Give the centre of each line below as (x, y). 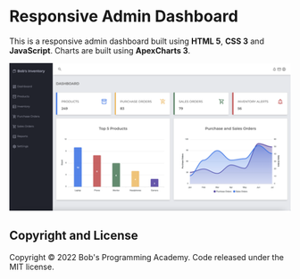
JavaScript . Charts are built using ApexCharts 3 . (100, 50)
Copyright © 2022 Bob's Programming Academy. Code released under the (146, 257)
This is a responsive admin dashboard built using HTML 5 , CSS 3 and (137, 41)
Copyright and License (74, 236)
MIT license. (32, 267)
